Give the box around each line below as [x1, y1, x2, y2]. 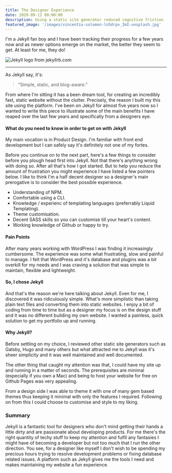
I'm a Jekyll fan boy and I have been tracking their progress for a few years [5, 36, 164, 42]
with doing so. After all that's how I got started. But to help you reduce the [5, 163, 161, 169]
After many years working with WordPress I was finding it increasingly [5, 245, 153, 251]
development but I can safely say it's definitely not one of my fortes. [5, 142, 149, 148]
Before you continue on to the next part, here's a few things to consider [5, 152, 156, 158]
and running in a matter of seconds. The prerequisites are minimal [5, 367, 144, 373]
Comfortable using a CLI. [12, 195, 66, 201]
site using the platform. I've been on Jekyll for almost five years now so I [5, 102, 159, 108]
